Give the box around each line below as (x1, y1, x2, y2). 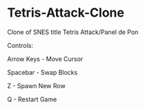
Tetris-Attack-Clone (7, 5, 124, 21)
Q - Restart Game (7, 95, 57, 103)
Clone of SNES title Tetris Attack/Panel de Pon (7, 28, 139, 36)
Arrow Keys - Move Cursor (7, 54, 84, 63)
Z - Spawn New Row (7, 81, 66, 90)
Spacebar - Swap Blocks (7, 68, 78, 76)
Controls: (7, 41, 33, 49)
